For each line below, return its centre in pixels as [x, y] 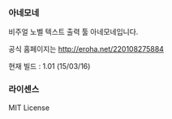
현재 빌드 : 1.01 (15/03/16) [49, 66]
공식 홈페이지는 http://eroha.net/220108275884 [86, 49]
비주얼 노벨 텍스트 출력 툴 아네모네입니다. [73, 32]
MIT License [29, 108]
